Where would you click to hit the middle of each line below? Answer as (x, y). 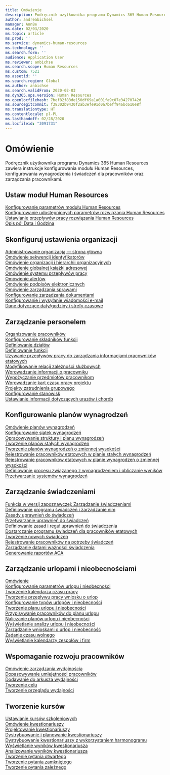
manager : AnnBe (21, 24)
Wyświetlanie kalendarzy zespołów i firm (48, 640)
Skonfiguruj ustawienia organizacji (61, 239)
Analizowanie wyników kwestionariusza (47, 751)
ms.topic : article (25, 34)
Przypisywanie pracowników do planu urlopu (52, 613)
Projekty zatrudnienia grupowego (40, 388)
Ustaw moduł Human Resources (57, 195)
